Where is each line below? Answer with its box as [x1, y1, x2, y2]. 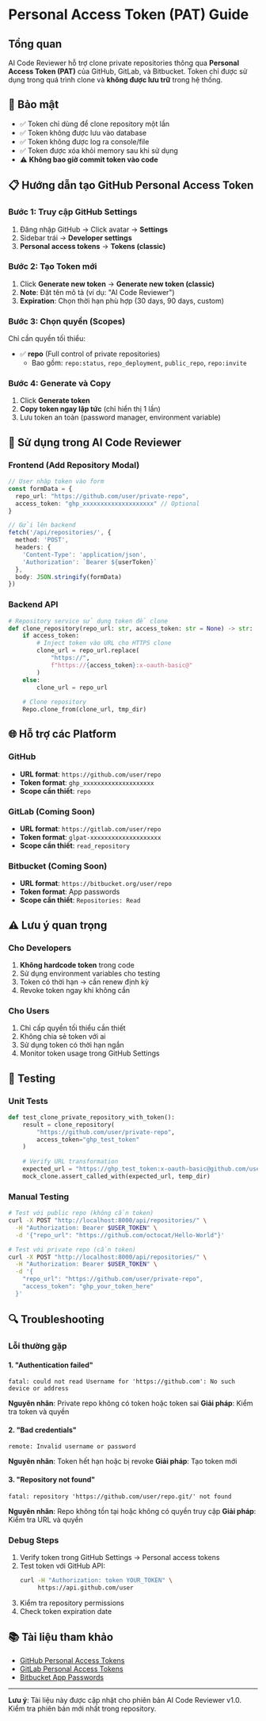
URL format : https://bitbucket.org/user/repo [19, 879, 173, 888]
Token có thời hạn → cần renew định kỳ [19, 977, 149, 987]
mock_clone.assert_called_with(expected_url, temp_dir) [22, 1172, 211, 1180]
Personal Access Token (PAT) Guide [8, 6, 249, 24]
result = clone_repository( [22, 1121, 115, 1129]
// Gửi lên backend [8, 521, 77, 529]
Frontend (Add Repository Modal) [8, 459, 140, 470]
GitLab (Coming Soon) [8, 806, 95, 817]
